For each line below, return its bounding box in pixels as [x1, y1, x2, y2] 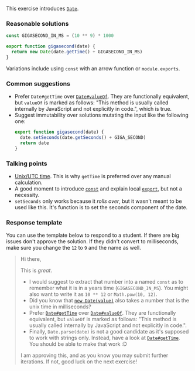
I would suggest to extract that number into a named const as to [29, 278, 183, 285]
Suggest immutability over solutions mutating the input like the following [14, 111, 189, 119]
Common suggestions [6, 79, 70, 87]
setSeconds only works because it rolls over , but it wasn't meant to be [14, 198, 183, 205]
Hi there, [20, 256, 42, 263]
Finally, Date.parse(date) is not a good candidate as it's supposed [29, 328, 189, 335]
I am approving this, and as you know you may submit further [20, 352, 169, 359]
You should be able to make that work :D [29, 341, 127, 348]
